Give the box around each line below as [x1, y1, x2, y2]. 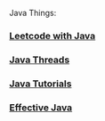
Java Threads [9, 53, 70, 66]
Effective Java [9, 101, 73, 114]
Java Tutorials [9, 77, 72, 90]
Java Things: [9, 8, 57, 18]
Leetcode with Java [9, 29, 96, 42]
